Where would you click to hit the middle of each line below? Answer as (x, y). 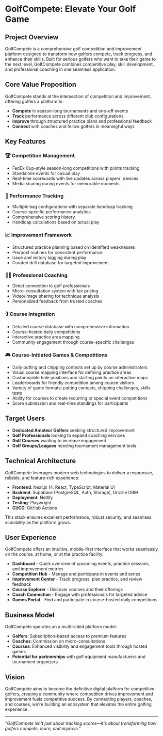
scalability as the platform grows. (38, 522)
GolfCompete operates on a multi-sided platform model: (61, 627)
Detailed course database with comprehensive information (71, 326)
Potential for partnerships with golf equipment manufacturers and (79, 657)
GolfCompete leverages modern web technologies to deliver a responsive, (79, 472)
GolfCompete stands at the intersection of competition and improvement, (78, 96)
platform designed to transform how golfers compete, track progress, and (79, 54)
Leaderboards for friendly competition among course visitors (73, 383)
